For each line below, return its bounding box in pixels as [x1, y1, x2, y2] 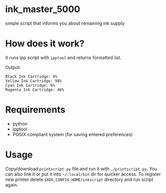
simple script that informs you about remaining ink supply [5, 20, 125, 26]
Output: [5, 64, 21, 70]
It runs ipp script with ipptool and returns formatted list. [5, 54, 122, 60]
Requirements [5, 104, 66, 115]
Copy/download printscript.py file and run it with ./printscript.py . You [5, 165, 157, 172]
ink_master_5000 [5, 4, 81, 15]
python [12, 120, 28, 126]
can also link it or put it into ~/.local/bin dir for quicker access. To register [5, 171, 161, 177]
